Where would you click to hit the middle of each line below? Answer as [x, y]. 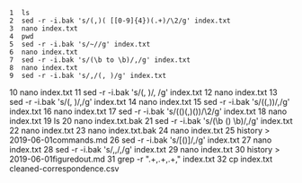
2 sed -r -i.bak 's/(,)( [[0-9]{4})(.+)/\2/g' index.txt [120, 21]
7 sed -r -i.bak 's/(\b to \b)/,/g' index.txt [100, 60]
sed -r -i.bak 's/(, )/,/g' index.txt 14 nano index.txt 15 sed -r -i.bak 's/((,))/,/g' [150, 102]
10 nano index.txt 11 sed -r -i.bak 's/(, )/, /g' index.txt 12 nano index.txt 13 [143, 92]
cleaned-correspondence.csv [64, 169]
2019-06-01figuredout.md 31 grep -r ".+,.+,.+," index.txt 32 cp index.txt [141, 159]
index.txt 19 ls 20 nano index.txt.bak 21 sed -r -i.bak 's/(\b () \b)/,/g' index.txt [151, 121]
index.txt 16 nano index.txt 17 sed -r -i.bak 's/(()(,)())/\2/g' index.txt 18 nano [148, 111]
